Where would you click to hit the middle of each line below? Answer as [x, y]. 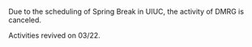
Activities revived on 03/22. [55, 35]
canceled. [25, 20]
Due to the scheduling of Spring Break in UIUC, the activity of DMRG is [126, 12]
